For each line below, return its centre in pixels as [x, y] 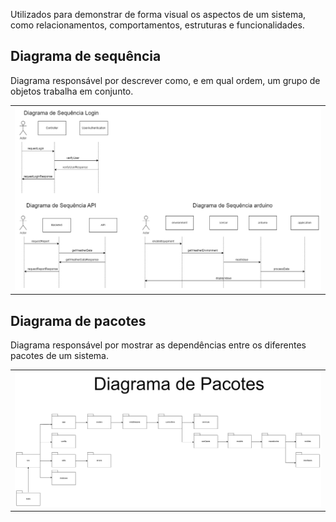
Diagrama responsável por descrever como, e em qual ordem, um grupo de [165, 80]
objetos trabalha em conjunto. [72, 91]
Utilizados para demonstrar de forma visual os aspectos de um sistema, [158, 14]
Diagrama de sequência [86, 56]
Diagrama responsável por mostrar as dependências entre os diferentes [158, 345]
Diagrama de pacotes [78, 320]
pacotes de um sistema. [59, 356]
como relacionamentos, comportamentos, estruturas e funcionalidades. [157, 25]
